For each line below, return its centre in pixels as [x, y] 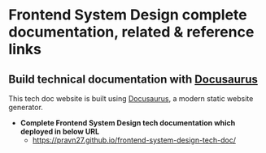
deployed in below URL [60, 132]
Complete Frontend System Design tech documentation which [128, 123]
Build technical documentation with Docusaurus [133, 79]
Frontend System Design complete [128, 15]
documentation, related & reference [131, 32]
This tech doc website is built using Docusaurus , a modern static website [131, 98]
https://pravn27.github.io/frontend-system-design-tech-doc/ [134, 140]
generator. [26, 107]
